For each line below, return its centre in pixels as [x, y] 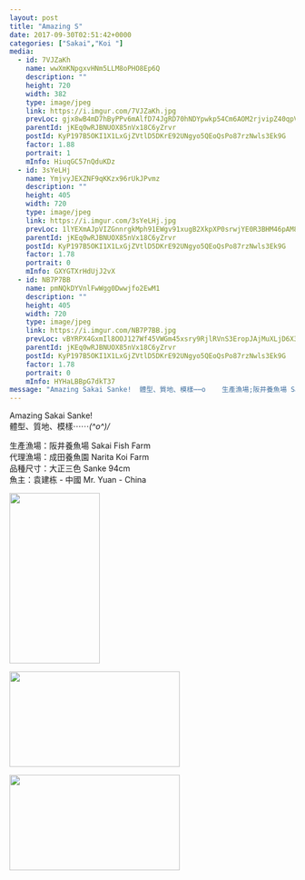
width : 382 [46, 94]
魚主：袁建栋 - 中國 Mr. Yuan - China [78, 480]
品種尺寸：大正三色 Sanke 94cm [70, 468]
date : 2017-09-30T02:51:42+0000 [70, 35]
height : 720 [48, 85]
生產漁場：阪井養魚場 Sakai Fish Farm [80, 445]
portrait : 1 [48, 153]
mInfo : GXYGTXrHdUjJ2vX [71, 272]
